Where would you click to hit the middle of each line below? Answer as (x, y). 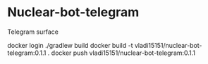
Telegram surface (33, 32)
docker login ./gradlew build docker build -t (70, 45)
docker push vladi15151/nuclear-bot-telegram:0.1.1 (123, 53)
